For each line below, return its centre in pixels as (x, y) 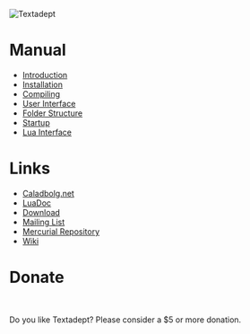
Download (41, 212)
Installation (43, 84)
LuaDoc (37, 203)
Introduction (45, 75)
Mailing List (43, 222)
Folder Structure (52, 113)
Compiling (41, 93)
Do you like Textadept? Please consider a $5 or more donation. (125, 320)
